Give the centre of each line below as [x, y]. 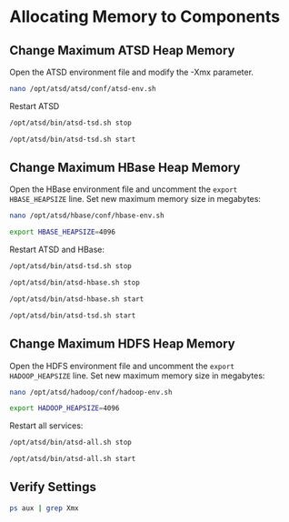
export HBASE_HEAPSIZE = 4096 [63, 232]
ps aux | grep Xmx [44, 508]
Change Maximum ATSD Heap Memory [122, 50]
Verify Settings [53, 487]
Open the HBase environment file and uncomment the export [124, 189]
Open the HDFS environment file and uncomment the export [122, 366]
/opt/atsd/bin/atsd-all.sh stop [70, 443]
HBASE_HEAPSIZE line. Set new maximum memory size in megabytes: [135, 199]
